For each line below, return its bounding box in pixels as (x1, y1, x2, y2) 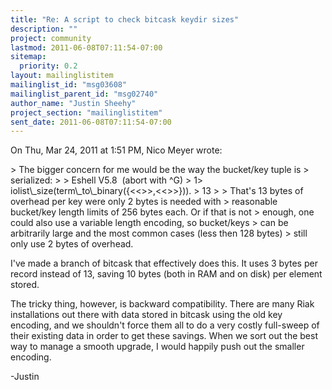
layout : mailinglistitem (10, 71, 114, 81)
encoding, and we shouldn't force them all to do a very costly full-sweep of (10, 319, 320, 331)
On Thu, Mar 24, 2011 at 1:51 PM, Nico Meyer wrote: (10, 144, 223, 156)
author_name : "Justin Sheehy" (10, 98, 137, 108)
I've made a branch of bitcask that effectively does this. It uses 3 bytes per (10, 257, 318, 270)
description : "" (10, 24, 78, 34)
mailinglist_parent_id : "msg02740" (10, 89, 159, 99)
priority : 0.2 (19, 61, 78, 71)
